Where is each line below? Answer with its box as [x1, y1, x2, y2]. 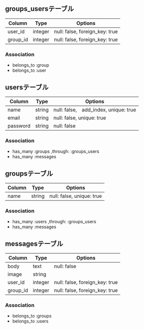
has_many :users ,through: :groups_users [12, 219, 97, 225]
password [7, 122, 31, 129]
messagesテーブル [5, 239, 63, 248]
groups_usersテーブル [5, 4, 74, 13]
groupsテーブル [5, 169, 53, 178]
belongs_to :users [12, 318, 49, 324]
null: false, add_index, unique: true [53, 106, 137, 113]
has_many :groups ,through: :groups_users [12, 148, 100, 154]
